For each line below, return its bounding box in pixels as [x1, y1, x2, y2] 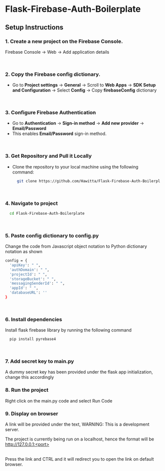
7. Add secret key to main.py [5, 358, 74, 365]
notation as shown [5, 249, 43, 255]
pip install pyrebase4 [9, 336, 56, 342]
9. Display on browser [5, 410, 59, 417]
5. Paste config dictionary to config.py [5, 232, 99, 239]
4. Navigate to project [5, 200, 58, 206]
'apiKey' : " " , [9, 263, 41, 268]
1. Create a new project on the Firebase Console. [5, 38, 123, 45]
